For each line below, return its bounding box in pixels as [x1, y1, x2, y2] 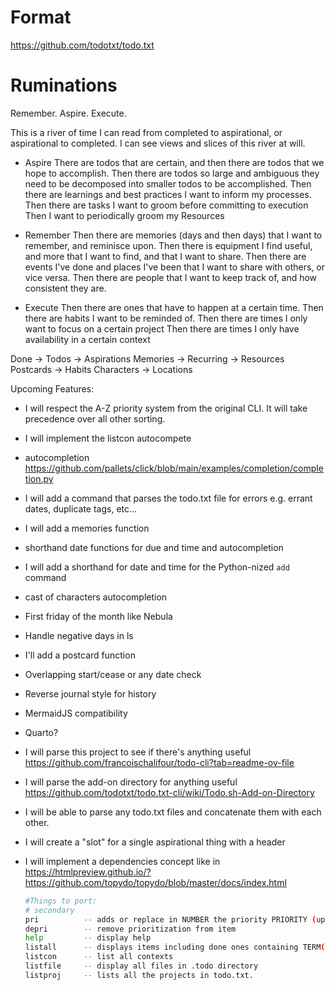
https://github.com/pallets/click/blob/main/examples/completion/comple [24, 462, 324, 474]
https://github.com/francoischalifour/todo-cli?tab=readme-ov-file [24, 756, 295, 768]
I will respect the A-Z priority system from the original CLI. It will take [24, 402, 308, 414]
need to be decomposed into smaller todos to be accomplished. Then [24, 177, 312, 190]
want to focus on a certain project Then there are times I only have [24, 322, 300, 335]
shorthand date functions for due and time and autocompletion [24, 541, 284, 553]
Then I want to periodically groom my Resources [24, 209, 225, 221]
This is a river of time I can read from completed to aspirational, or [10, 126, 283, 138]
